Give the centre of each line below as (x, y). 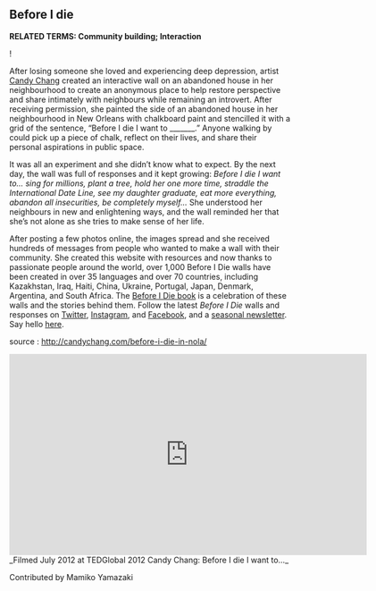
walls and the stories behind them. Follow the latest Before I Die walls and (144, 305)
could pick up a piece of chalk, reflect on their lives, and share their (133, 137)
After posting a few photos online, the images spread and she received (140, 238)
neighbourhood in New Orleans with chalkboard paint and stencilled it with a (150, 118)
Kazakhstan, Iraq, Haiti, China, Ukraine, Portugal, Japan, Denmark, (131, 286)
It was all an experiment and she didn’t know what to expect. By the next (143, 164)
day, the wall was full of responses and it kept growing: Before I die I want (145, 173)
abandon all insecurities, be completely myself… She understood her (136, 202)
